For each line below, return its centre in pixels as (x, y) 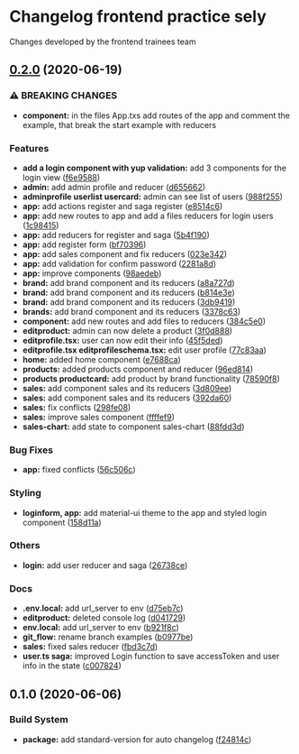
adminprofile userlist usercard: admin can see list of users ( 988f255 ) (153, 197)
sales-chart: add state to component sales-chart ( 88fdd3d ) (133, 427)
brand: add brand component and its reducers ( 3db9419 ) (129, 302)
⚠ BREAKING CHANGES (63, 96)
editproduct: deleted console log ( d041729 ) (104, 618)
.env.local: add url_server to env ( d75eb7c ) (103, 608)
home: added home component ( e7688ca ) (102, 359)
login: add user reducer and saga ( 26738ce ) (105, 565)
